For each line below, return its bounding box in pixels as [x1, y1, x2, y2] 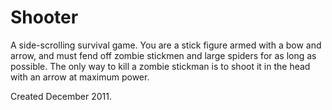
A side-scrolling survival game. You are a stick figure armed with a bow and [10, 39, 322, 51]
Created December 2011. [10, 90, 112, 102]
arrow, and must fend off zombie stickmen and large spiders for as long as [10, 49, 317, 61]
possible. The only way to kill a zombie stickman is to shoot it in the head [10, 60, 311, 72]
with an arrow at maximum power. [10, 71, 150, 83]
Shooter [10, 6, 79, 29]
